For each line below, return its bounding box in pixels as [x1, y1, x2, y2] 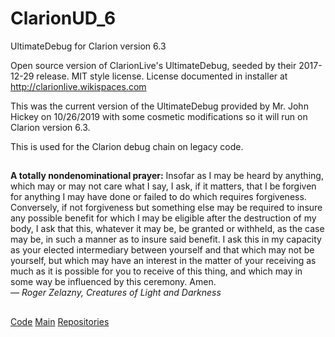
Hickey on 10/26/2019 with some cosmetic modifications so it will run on [10, 110, 308, 122]
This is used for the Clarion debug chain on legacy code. [10, 140, 244, 152]
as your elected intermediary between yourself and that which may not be [10, 244, 315, 256]
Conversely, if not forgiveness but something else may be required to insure [10, 202, 323, 214]
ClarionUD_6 [10, 7, 117, 30]
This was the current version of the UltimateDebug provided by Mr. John [10, 100, 309, 112]
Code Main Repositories [10, 315, 110, 327]
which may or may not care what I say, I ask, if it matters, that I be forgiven [10, 180, 317, 192]
